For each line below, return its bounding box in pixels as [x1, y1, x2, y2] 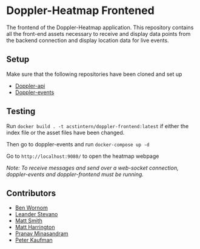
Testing [6, 106, 36, 117]
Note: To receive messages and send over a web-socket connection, [6, 164, 179, 171]
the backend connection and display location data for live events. [6, 36, 169, 44]
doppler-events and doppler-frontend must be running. [6, 171, 144, 178]
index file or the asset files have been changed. [6, 129, 125, 136]
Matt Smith [15, 217, 42, 225]
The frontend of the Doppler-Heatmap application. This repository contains [6, 24, 194, 31]
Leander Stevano [15, 211, 58, 218]
